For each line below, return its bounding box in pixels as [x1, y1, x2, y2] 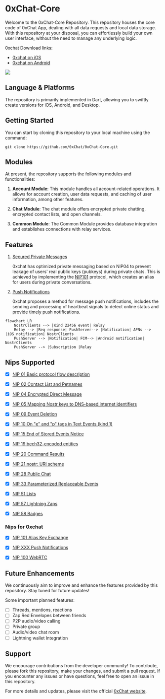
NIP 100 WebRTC [12, 555, 47, 560]
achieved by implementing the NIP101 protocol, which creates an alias [12, 274, 155, 280]
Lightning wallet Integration [12, 635, 68, 641]
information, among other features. [12, 197, 84, 203]
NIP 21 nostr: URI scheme [12, 461, 64, 467]
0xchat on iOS [12, 54, 41, 60]
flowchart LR [5, 319, 32, 324]
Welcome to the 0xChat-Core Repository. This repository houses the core [5, 19, 155, 25]
